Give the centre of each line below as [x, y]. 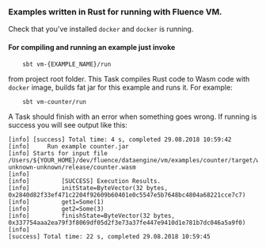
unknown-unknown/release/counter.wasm [72, 167]
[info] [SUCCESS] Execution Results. [84, 181]
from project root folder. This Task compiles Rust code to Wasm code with [129, 78]
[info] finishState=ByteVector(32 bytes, [92, 216]
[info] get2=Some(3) [56, 208]
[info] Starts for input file [58, 153]
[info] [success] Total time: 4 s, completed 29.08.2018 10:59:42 [120, 139]
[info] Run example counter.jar [68, 146]
